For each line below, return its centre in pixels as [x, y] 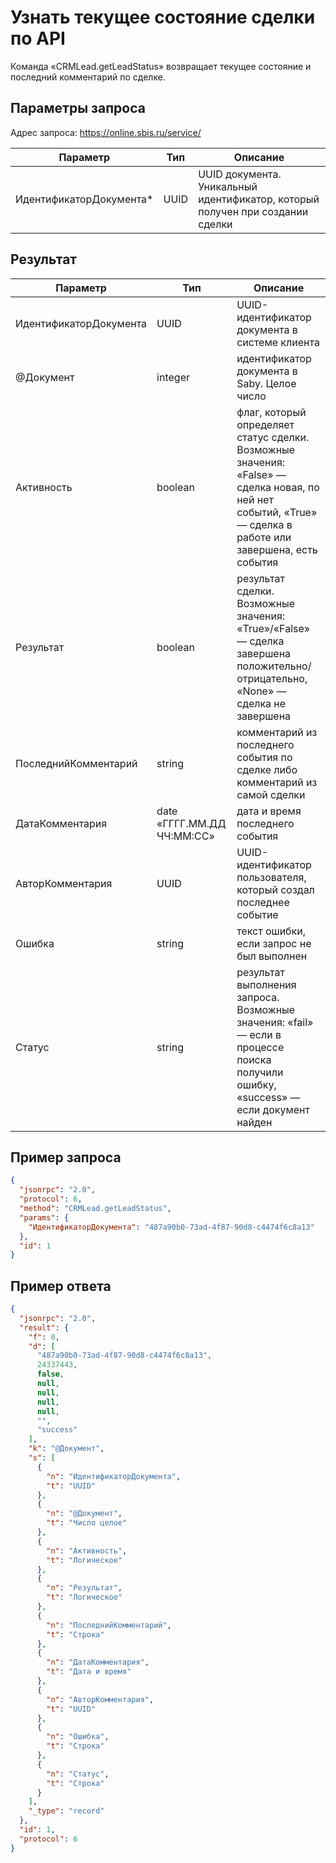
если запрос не [274, 943]
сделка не [261, 703]
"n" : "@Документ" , [84, 1514]
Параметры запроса [78, 108]
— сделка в [264, 524]
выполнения [266, 984]
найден [254, 1122]
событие [257, 914]
